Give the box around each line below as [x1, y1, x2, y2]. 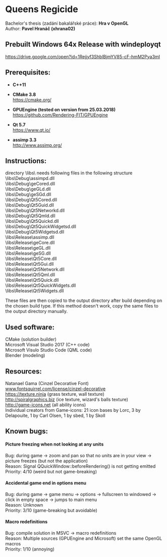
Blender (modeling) [5, 352, 45, 358]
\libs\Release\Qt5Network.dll [5, 266, 65, 273]
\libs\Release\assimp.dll [5, 234, 54, 240]
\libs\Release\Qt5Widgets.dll [5, 288, 64, 294]
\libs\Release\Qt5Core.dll [5, 256, 57, 262]
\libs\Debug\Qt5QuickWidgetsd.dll [5, 223, 77, 230]
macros [5, 541, 21, 546]
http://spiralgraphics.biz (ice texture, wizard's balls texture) [5, 397, 129, 402]
